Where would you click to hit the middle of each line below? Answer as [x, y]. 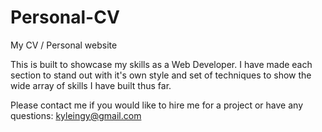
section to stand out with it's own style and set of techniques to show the [161, 75]
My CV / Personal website [64, 45]
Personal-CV [65, 17]
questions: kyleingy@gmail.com [76, 115]
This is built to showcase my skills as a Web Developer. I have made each [161, 64]
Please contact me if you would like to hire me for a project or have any [156, 105]
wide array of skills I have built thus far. [91, 85]
